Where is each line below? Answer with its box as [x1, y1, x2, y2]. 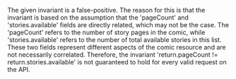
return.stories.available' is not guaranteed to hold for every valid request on [7, 58, 228, 66]
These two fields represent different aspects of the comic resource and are [7, 43, 226, 51]
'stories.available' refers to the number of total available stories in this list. [7, 36, 222, 44]
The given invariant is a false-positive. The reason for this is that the [7, 6, 206, 14]
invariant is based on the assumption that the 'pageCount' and [7, 13, 189, 22]
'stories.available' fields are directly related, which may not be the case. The [7, 21, 230, 29]
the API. [7, 66, 30, 73]
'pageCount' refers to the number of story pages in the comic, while [7, 28, 206, 36]
